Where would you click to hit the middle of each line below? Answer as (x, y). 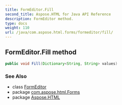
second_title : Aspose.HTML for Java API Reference (58, 14)
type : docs (16, 23)
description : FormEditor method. (39, 19)
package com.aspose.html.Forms (46, 92)
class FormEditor (29, 87)
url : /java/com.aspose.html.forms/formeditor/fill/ (59, 32)
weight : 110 (17, 28)
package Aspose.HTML (36, 97)
